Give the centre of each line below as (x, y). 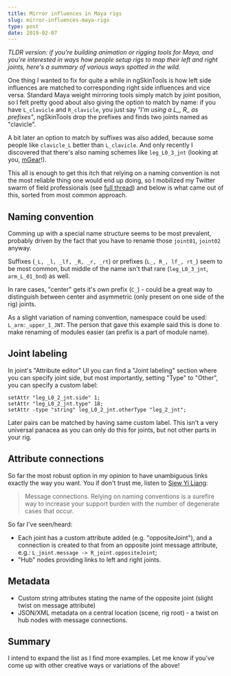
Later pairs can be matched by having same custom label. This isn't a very (113, 422)
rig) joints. (22, 304)
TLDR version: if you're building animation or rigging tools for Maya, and (111, 52)
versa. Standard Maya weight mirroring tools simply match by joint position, (115, 95)
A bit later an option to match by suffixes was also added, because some (111, 138)
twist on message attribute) (56, 605)
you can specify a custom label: (53, 385)
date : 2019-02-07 (33, 33)
